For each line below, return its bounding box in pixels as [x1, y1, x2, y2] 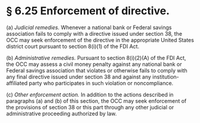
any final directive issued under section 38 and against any [6, 73, 151, 80]
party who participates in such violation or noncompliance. [29, 79, 174, 87]
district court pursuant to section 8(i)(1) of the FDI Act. [6, 43, 140, 50]
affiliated [6, 79, 28, 87]
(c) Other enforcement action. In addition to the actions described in [6, 91, 174, 98]
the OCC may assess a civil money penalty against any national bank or [6, 61, 182, 68]
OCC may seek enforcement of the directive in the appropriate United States [6, 36, 194, 43]
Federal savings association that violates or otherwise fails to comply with [6, 67, 188, 74]
